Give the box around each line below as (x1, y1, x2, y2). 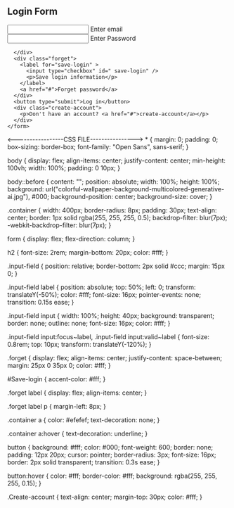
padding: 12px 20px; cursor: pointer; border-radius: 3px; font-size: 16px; (7, 450, 216, 459)
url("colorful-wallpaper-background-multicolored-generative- (45, 184, 225, 193)
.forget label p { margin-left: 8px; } (7, 402, 107, 410)
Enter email (90, 25, 123, 33)
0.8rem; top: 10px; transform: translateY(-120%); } (7, 340, 152, 348)
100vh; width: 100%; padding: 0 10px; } (7, 163, 121, 172)
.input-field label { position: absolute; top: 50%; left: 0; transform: (7, 283, 196, 291)
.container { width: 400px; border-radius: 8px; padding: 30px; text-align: (7, 205, 217, 214)
